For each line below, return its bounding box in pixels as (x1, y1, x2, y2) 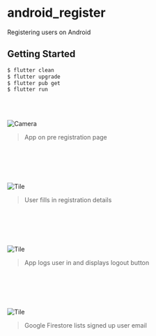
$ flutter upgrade (7, 73, 61, 80)
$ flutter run (7, 86, 49, 93)
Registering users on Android (7, 28, 91, 36)
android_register (7, 5, 106, 21)
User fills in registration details (24, 196, 112, 204)
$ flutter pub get (7, 79, 61, 86)
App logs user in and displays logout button (24, 259, 150, 267)
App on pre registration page (24, 133, 108, 142)
